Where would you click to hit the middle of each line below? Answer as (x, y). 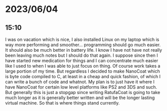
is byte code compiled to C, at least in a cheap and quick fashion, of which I (83, 76)
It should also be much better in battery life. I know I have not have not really (84, 50)
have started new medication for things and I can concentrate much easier (82, 60)
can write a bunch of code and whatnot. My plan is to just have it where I (80, 82)
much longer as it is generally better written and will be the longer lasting (80, 98)
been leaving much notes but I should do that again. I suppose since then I (82, 55)
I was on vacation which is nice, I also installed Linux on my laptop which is (82, 39)
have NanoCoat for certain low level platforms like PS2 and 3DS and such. (81, 87)
